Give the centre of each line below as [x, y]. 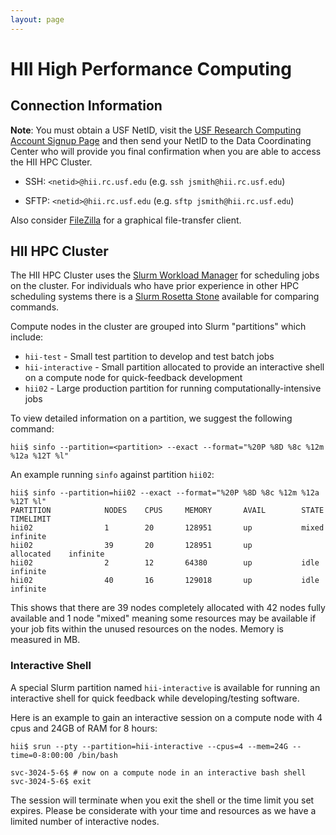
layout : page [37, 19]
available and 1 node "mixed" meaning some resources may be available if [163, 618]
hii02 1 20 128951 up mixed [167, 528]
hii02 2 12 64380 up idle [165, 563]
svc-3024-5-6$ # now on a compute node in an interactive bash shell [158, 772]
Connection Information [86, 106]
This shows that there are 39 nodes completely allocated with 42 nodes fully [168, 608]
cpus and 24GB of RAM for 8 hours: [84, 728]
